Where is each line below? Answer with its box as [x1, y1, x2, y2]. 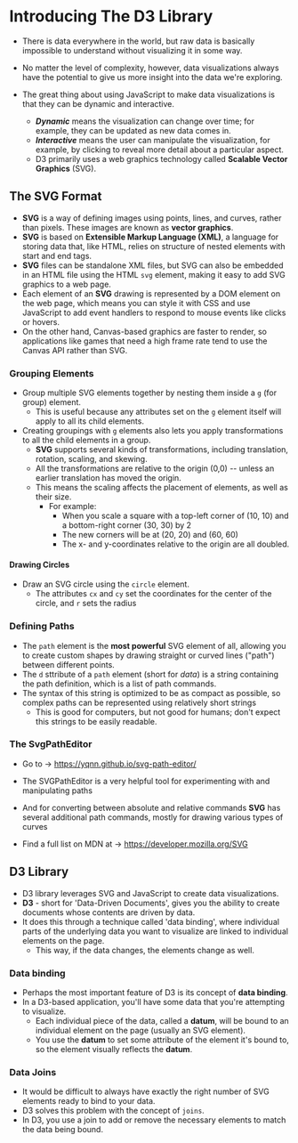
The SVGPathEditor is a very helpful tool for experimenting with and [21, 775, 270, 786]
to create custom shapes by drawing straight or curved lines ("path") [21, 650, 275, 661]
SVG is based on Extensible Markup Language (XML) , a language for [21, 231, 279, 242]
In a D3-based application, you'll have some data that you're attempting [21, 996, 286, 1007]
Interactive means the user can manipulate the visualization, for [35, 134, 271, 145]
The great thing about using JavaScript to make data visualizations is [21, 89, 276, 100]
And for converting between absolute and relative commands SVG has [21, 802, 281, 813]
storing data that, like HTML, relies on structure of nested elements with [21, 240, 286, 251]
